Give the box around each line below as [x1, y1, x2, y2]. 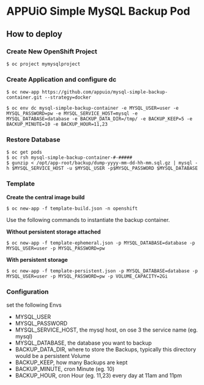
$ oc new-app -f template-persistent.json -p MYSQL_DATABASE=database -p [6, 268, 199, 274]
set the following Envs [6, 302, 62, 309]
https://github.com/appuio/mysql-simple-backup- [42, 89, 168, 96]
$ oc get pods [6, 149, 43, 156]
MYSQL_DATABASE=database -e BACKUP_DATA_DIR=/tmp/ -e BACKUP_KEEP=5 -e [6, 116, 192, 122]
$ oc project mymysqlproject [6, 61, 81, 67]
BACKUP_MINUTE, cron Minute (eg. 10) [15, 365, 115, 373]
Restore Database [6, 135, 60, 144]
